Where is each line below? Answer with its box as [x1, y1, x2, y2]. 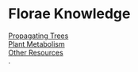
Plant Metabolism [8, 39, 65, 48]
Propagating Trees [8, 31, 69, 40]
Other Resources [8, 47, 63, 57]
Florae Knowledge [8, 5, 131, 23]
